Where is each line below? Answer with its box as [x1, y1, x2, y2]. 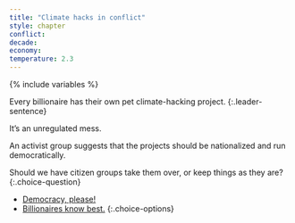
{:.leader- [227, 96, 263, 107]
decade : [9, 37, 38, 47]
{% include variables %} [9, 79, 99, 89]
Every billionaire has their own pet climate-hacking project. [9, 96, 226, 107]
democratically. [9, 150, 66, 161]
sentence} [9, 106, 47, 116]
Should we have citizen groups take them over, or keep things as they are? [9, 167, 283, 178]
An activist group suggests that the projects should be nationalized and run [9, 140, 286, 151]
